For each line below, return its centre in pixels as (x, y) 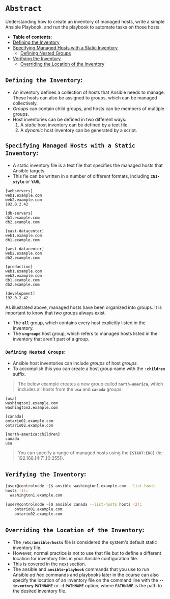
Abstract (24, 8)
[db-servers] (19, 213)
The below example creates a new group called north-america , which (90, 384)
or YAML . (33, 181)
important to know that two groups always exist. (55, 312)
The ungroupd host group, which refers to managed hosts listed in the (85, 333)
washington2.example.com (32, 407)
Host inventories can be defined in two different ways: (69, 119)
